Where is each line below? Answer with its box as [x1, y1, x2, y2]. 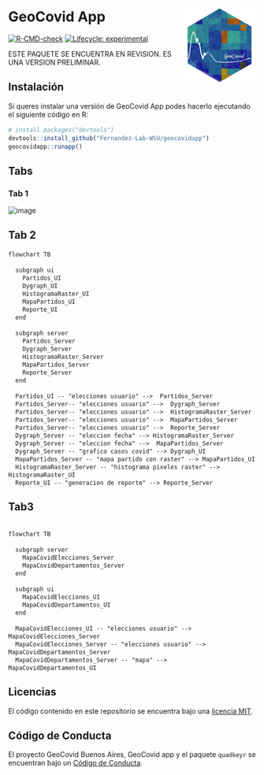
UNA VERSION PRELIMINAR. [8, 57, 101, 67]
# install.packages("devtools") [8, 126, 114, 134]
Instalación [8, 80, 65, 94]
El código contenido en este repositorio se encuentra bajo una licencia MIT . [8, 706, 254, 716]
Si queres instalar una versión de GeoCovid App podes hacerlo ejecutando [8, 101, 251, 110]
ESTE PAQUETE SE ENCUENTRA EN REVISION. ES [8, 49, 172, 58]
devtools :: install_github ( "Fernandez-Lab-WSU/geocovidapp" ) [8, 134, 210, 142]
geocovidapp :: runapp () [8, 143, 83, 150]
